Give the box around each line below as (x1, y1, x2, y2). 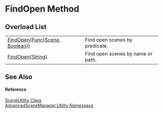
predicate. (84, 43, 108, 49)
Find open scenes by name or (84, 50, 153, 57)
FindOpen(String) (7, 53, 48, 60)
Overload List (5, 23, 47, 31)
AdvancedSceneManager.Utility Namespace (5, 102, 94, 108)
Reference (5, 86, 27, 92)
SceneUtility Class (5, 97, 42, 103)
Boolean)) (7, 43, 30, 49)
